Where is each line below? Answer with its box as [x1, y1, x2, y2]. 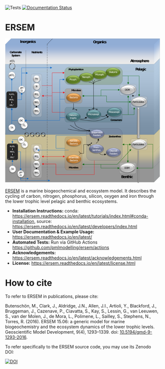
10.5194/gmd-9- [119, 329, 153, 335]
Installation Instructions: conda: [12, 208, 79, 214]
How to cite [5, 277, 53, 288]
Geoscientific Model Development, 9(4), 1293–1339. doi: [5, 329, 119, 335]
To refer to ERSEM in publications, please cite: [5, 293, 99, 300]
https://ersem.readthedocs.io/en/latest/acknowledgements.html [12, 255, 142, 261]
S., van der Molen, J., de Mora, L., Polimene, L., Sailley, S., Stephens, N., [5, 313, 151, 319]
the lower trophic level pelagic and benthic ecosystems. [5, 198, 118, 204]
